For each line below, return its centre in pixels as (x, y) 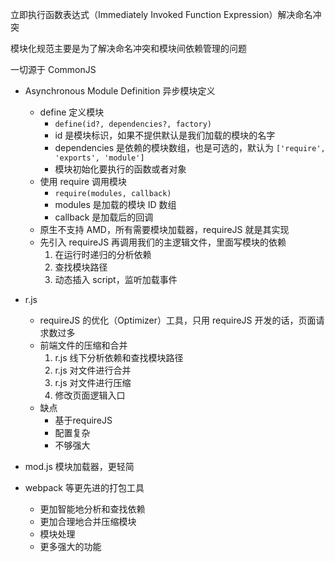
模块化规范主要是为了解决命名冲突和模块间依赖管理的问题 (128, 48)
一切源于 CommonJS (53, 69)
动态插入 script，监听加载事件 (116, 279)
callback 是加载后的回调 (104, 217)
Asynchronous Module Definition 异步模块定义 (120, 91)
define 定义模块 (72, 112)
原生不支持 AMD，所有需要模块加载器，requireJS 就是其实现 (164, 229)
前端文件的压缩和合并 (83, 345)
